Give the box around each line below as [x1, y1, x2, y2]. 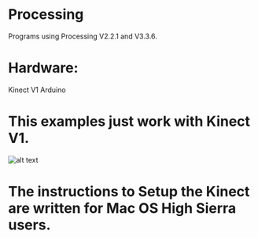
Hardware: [8, 59, 79, 77]
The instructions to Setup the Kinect [8, 183, 250, 200]
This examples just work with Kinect [8, 112, 250, 130]
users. [8, 216, 51, 233]
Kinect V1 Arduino [8, 85, 66, 94]
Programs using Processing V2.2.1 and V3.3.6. [8, 31, 157, 41]
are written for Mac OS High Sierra [8, 200, 237, 217]
